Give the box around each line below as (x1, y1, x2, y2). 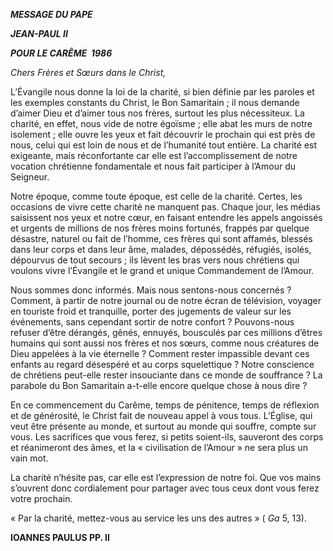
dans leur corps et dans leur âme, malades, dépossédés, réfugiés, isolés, (10, 244, 312, 255)
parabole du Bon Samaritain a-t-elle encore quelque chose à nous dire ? (10, 380, 308, 391)
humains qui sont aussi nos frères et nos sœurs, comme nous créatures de (10, 337, 320, 349)
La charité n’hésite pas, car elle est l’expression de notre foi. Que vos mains (10, 472, 322, 483)
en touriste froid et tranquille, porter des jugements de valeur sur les (10, 305, 292, 317)
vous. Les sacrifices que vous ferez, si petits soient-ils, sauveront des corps (10, 431, 324, 443)
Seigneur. (10, 171, 50, 183)
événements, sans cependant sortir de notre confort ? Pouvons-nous (10, 316, 295, 328)
